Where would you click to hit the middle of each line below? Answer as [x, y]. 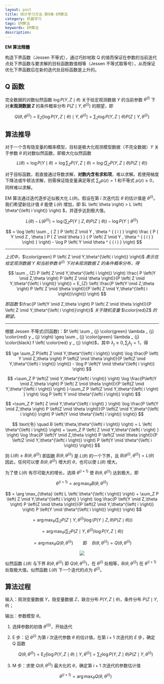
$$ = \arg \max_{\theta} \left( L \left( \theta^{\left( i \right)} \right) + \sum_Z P [82, 494]
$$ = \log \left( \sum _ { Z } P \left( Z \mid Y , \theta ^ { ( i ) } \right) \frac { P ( [82, 232]
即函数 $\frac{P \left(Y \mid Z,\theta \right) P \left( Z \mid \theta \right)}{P [78, 304]
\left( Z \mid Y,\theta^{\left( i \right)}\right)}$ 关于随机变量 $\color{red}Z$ [78, 310]
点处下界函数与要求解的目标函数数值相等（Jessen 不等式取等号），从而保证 [80, 64]
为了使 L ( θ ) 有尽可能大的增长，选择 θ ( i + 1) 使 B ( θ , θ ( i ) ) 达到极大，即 [72, 472]
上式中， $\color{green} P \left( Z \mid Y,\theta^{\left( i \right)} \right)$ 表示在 [82, 257]
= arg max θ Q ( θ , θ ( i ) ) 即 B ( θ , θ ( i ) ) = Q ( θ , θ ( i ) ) [83, 543]
